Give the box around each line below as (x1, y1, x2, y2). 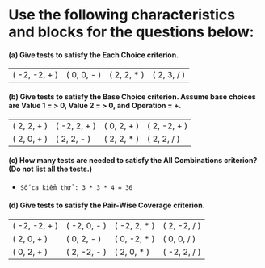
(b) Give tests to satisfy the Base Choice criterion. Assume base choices (8, 91, 256, 102)
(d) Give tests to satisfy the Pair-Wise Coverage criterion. (8, 200, 205, 211)
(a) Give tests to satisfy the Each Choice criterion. (8, 50, 179, 60)
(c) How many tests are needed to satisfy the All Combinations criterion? (8, 156, 258, 165)
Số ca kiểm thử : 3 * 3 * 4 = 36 (19, 183, 133, 191)
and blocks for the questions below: (8, 23, 254, 41)
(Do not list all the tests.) (8, 164, 93, 174)
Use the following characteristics (8, 6, 236, 24)
